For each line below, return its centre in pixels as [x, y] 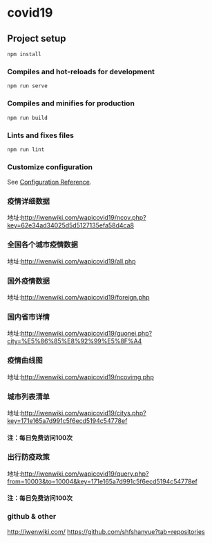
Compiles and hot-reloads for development [81, 71]
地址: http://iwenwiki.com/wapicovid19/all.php [71, 261]
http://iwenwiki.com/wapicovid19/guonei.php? [87, 334]
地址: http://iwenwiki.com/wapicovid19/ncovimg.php [80, 377]
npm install [24, 54]
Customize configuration [50, 166]
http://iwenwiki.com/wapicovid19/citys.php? [84, 413]
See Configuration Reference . [49, 182]
